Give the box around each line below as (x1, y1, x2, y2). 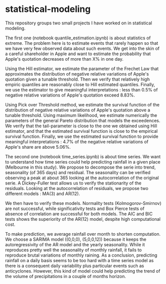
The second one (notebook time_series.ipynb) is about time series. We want (5, 153, 161, 160)
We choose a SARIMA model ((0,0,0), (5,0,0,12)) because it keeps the (5, 236, 147, 242)
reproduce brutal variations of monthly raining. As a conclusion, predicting (5, 252, 158, 258)
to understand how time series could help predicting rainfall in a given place (5, 159, 161, 165)
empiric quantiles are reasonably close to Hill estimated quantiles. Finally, (5, 81, 156, 88)
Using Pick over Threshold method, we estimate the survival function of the (5, 101, 160, 107)
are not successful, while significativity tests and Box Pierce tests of (5, 205, 145, 211)
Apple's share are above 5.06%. (5, 144, 71, 150)
